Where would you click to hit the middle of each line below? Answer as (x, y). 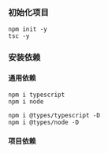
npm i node (26, 102)
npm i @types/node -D (44, 123)
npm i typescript (37, 95)
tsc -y (19, 36)
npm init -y (28, 29)
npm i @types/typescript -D (54, 116)
